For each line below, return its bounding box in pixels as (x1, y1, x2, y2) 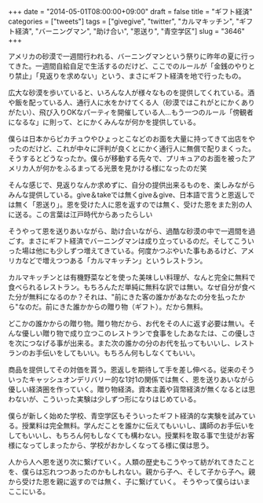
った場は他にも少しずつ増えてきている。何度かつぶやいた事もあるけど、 (8, 246, 241, 255)
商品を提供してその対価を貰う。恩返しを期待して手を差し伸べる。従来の (8, 365, 241, 374)
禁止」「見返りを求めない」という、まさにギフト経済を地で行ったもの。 (14, 72, 246, 80)
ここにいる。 (8, 486, 49, 496)
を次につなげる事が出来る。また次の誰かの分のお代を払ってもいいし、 (8, 339, 235, 347)
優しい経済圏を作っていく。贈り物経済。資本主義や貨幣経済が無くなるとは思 (8, 384, 256, 394)
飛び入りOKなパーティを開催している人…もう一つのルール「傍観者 (38, 108, 254, 116)
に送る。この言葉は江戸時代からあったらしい (8, 210, 153, 218)
